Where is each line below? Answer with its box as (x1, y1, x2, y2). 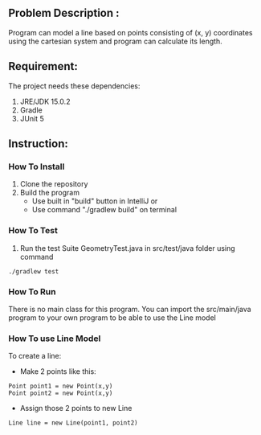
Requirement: (8, 60, 79, 73)
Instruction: (8, 137, 68, 151)
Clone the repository (19, 179, 88, 189)
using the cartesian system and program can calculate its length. (8, 36, 222, 46)
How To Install (8, 161, 65, 172)
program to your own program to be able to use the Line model (8, 313, 217, 322)
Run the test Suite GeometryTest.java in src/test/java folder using (19, 243, 235, 252)
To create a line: (8, 351, 62, 361)
